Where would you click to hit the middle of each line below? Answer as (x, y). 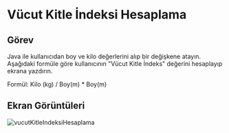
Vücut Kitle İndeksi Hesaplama (97, 15)
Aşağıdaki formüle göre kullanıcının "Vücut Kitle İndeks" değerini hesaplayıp (115, 64)
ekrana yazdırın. (30, 71)
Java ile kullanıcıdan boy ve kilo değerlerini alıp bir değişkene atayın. (104, 56)
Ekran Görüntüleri (46, 106)
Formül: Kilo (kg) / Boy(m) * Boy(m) (57, 84)
